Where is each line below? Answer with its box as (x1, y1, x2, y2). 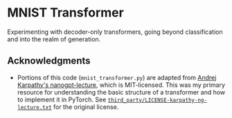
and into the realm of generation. (7, 35, 101, 43)
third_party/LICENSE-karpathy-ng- (107, 97, 208, 104)
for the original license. (53, 102, 119, 111)
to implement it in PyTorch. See (17, 95, 107, 104)
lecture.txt (17, 104, 52, 111)
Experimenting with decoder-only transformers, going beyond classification (7, 28, 223, 36)
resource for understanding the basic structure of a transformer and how (17, 88, 226, 96)
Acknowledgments (7, 55, 91, 67)
